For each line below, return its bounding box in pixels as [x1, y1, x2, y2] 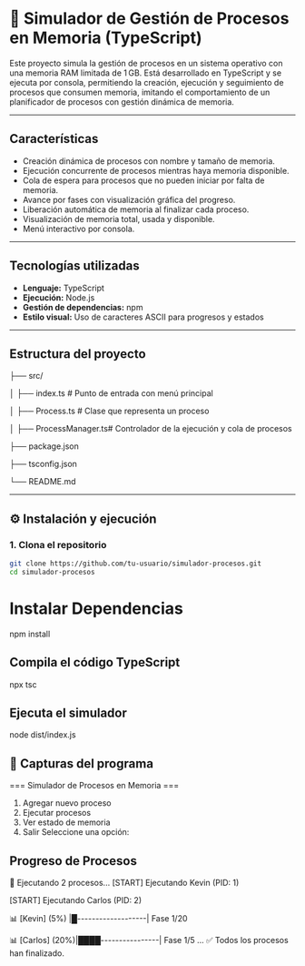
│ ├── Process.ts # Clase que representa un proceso [9, 405, 210, 417]
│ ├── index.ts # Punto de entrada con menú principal [9, 388, 213, 399]
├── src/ [9, 371, 44, 381]
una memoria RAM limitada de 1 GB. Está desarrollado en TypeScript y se [9, 67, 282, 78]
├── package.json [9, 441, 80, 452]
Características [9, 131, 99, 147]
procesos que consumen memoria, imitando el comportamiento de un [9, 86, 271, 97]
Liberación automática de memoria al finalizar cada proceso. [22, 204, 250, 215]
